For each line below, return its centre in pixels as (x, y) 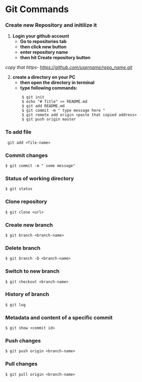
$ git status (19, 189)
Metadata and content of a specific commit (59, 317)
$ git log (16, 305)
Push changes (23, 341)
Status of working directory (40, 178)
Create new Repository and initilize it (51, 25)
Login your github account (41, 36)
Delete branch (23, 248)
